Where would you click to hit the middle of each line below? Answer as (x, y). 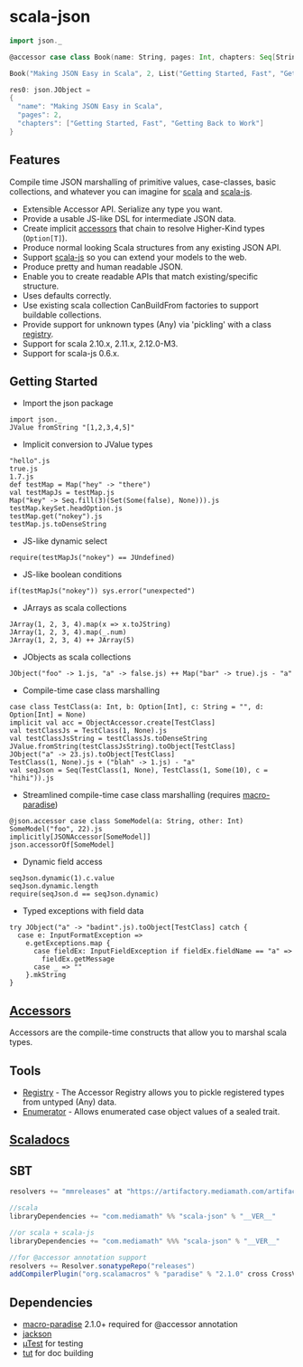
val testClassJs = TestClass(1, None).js (88, 731)
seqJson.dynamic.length (54, 887)
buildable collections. (62, 315)
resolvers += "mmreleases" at (66, 1191)
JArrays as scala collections (74, 608)
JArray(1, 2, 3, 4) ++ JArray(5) (72, 641)
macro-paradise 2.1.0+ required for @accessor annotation (130, 1324)
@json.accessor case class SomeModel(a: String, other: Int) (127, 821)
